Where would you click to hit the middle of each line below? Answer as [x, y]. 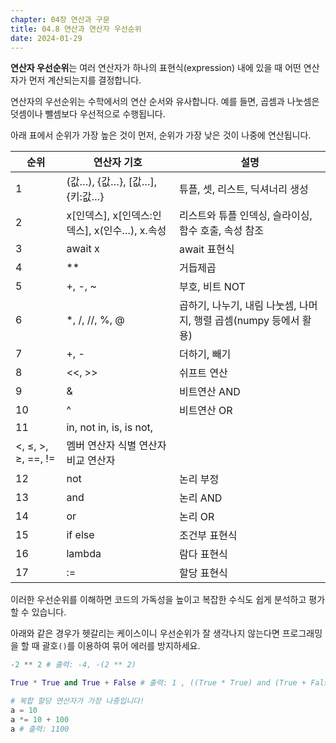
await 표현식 [206, 249]
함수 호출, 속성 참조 [221, 231]
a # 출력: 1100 [40, 729]
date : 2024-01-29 [46, 38]
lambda [84, 554]
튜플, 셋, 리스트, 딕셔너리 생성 [243, 189]
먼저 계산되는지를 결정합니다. [85, 80]
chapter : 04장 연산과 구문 [60, 19]
